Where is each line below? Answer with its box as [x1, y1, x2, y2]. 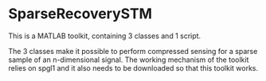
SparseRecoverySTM [8, 5, 153, 23]
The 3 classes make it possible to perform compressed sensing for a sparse [8, 46, 258, 56]
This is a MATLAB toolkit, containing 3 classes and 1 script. [8, 31, 201, 40]
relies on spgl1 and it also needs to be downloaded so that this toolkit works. [8, 63, 259, 72]
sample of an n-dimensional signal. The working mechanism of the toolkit [8, 55, 249, 64]
